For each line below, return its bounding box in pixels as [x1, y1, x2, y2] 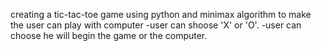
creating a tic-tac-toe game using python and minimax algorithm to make [10, 9, 312, 20]
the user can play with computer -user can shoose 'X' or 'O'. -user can [10, 19, 302, 31]
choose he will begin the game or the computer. [10, 30, 208, 41]
